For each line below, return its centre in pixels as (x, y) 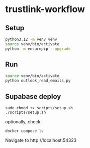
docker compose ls (24, 131)
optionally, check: (23, 122)
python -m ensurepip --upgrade (38, 49)
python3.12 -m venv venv (31, 39)
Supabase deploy (33, 96)
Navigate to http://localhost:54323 (41, 140)
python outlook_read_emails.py (38, 81)
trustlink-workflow (45, 9)
